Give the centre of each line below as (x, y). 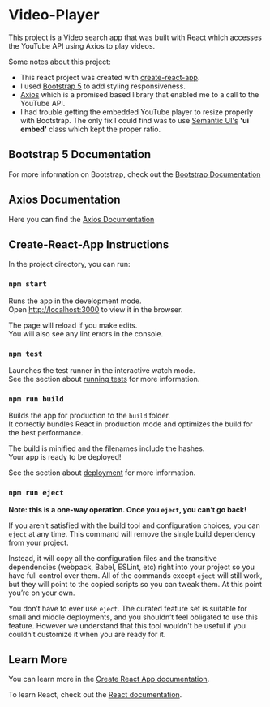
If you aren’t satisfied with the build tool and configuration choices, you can (135, 525)
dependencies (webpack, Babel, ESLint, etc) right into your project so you (132, 567)
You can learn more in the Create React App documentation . (109, 679)
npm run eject (36, 493)
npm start (28, 284)
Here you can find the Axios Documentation (81, 219)
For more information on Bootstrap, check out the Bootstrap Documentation (135, 174)
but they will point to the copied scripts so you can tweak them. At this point (135, 584)
